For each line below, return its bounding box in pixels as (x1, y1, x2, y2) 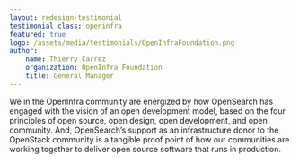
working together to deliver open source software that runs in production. (9, 143, 281, 154)
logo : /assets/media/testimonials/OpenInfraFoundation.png (9, 38, 235, 47)
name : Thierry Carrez (25, 55, 106, 64)
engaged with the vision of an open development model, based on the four (9, 105, 286, 116)
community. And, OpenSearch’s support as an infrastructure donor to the (9, 124, 279, 135)
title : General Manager (25, 72, 115, 81)
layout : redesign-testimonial (9, 13, 123, 22)
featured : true (9, 30, 66, 39)
